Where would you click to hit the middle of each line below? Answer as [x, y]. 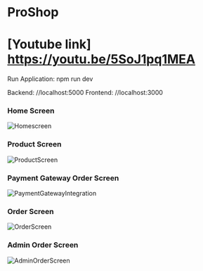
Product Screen [34, 144]
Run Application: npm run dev [50, 79]
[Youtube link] [49, 45]
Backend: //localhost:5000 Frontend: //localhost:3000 [85, 93]
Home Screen [31, 111]
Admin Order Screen [43, 245]
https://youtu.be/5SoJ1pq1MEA [101, 59]
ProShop [33, 12]
